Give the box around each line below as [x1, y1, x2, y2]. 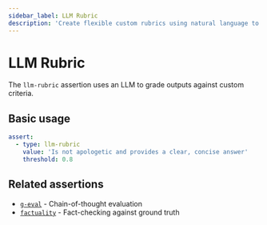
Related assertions [8, 178, 104, 191]
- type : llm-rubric [15, 141, 81, 149]
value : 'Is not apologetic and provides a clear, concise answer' [22, 148, 249, 156]
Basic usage [8, 111, 70, 125]
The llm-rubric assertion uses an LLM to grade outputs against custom [8, 80, 245, 90]
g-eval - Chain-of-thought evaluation [19, 199, 142, 208]
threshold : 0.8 [22, 155, 74, 163]
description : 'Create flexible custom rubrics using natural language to [8, 19, 260, 27]
